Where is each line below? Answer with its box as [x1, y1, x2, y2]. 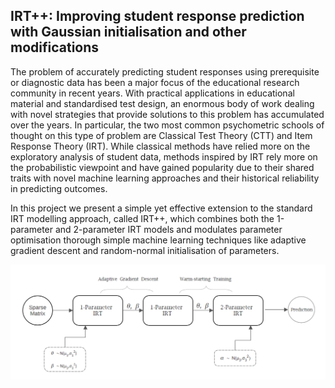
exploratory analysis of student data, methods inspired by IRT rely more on [10, 150, 318, 163]
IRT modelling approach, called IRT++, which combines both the [10, 212, 275, 224]
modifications [10, 39, 100, 56]
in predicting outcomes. [10, 182, 108, 194]
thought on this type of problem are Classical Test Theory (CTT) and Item [10, 129, 313, 141]
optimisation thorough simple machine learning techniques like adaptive [10, 234, 307, 246]
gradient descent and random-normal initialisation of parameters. [10, 244, 280, 256]
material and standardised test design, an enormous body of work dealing [10, 97, 315, 109]
